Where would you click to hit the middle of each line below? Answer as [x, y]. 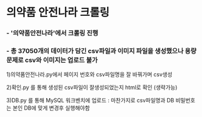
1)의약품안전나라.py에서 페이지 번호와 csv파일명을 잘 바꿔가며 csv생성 [89, 74]
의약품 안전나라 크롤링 [58, 12]
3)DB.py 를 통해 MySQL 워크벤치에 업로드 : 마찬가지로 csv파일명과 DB [90, 101]
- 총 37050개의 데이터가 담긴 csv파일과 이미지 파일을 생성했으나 [95, 51]
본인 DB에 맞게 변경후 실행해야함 [51, 108]
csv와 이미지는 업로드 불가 [61, 60]
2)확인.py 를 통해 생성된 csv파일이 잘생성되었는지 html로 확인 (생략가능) [92, 87]
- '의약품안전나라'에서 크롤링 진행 [52, 33]
